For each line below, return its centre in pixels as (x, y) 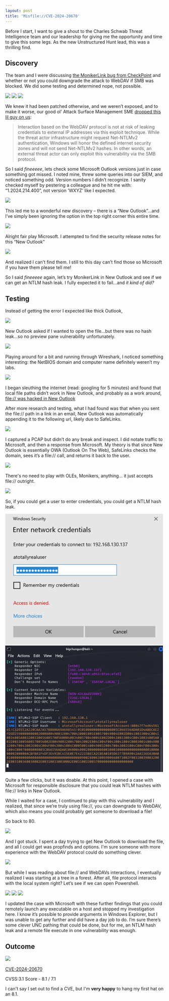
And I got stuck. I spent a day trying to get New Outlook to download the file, (85, 841)
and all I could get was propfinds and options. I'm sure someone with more (83, 847)
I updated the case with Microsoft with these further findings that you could (84, 904)
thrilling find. (18, 47)
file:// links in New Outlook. (33, 791)
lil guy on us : (18, 117)
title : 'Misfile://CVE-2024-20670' (43, 16)
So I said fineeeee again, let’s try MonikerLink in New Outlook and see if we (83, 277)
